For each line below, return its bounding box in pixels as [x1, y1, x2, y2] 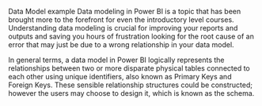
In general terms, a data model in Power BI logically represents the [8, 55, 225, 64]
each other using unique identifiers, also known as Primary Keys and [8, 72, 232, 81]
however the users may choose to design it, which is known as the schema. [8, 89, 255, 97]
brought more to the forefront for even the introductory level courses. [8, 15, 235, 24]
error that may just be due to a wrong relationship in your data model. [8, 40, 235, 49]
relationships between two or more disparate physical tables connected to [8, 64, 251, 73]
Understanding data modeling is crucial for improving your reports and [8, 24, 238, 32]
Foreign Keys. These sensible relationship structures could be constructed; [8, 80, 253, 90]
